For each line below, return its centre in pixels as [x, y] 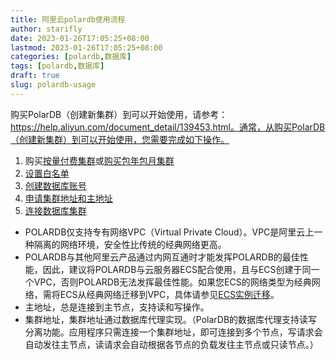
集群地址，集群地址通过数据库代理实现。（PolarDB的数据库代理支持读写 [171, 319]
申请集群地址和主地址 [68, 198]
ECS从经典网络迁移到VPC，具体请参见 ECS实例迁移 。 [169, 294]
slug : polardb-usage [53, 85]
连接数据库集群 [55, 210]
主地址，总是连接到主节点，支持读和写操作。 [117, 307]
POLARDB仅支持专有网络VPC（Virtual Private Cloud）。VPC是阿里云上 [169, 232]
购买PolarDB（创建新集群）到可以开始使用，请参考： [119, 114]
